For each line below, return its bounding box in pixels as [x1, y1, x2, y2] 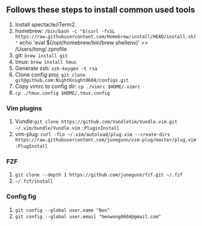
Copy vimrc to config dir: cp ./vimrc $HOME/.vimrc [14, 83, 140, 90]
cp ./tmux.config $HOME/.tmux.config [14, 90, 110, 96]
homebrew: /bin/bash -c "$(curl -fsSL [14, 27, 115, 34]
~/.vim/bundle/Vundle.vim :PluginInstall [14, 125, 119, 131]
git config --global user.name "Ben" [14, 207, 110, 213]
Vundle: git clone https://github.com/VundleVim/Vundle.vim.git [14, 118, 178, 125]
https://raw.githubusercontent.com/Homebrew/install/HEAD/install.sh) [14, 33, 197, 40]
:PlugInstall [14, 143, 48, 149]
